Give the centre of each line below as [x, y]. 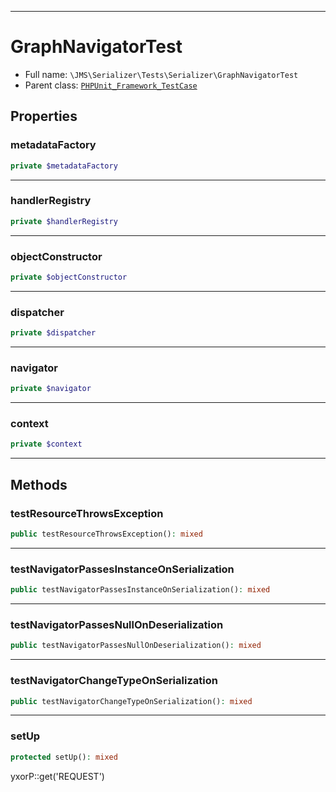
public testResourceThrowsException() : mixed [106, 534]
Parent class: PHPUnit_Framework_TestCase [111, 85]
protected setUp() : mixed [64, 757]
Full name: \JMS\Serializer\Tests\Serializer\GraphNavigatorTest [161, 74]
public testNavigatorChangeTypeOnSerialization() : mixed [131, 701]
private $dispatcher [53, 333]
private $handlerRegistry [64, 221]
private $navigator [51, 389]
